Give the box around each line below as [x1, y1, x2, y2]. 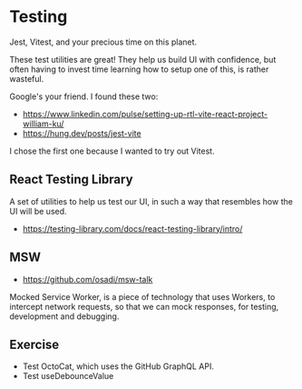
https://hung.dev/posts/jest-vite [22, 127, 142, 138]
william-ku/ [22, 118, 64, 129]
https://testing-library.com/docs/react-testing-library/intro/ [22, 223, 243, 234]
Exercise [9, 336, 60, 352]
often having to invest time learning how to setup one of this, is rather [9, 64, 269, 75]
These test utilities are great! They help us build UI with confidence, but [9, 54, 277, 65]
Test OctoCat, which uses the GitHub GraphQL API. [22, 361, 215, 372]
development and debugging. [9, 311, 120, 322]
